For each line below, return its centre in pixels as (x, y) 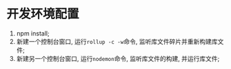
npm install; (33, 33)
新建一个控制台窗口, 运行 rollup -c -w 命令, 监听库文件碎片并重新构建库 (117, 41)
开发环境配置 (43, 14)
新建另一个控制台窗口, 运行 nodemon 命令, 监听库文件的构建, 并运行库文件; (118, 58)
